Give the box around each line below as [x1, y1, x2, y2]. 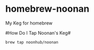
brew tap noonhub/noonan [5, 39, 59, 45]
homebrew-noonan [5, 3, 90, 15]
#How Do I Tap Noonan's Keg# [5, 30, 71, 36]
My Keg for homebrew [5, 20, 53, 26]
